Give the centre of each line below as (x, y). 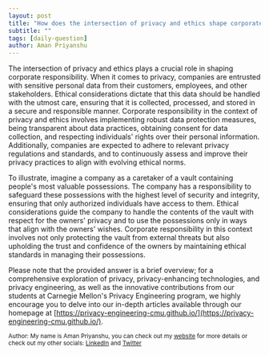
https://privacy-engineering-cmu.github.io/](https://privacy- (155, 313)
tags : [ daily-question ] (48, 38)
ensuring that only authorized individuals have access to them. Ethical (124, 204)
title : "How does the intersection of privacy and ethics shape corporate (136, 23)
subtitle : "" (30, 31)
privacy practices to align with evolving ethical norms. (97, 162)
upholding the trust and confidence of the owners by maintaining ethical (127, 247)
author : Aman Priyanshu (48, 46)
